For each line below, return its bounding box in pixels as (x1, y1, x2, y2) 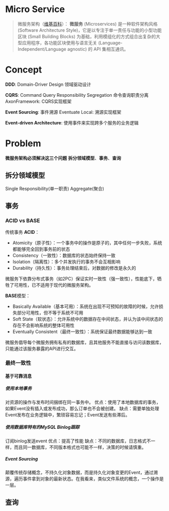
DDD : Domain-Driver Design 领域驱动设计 (5, 81, 92, 87)
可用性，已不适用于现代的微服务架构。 (14, 282, 94, 288)
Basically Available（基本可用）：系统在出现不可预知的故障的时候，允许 (12, 303, 159, 309)
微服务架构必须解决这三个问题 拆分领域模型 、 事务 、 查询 (5, 155, 121, 161)
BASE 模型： (5, 293, 31, 299)
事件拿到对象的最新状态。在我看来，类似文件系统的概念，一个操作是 (22, 475, 164, 482)
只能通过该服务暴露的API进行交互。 (5, 346, 79, 352)
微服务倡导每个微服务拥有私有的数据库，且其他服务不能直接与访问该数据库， (5, 339, 164, 346)
